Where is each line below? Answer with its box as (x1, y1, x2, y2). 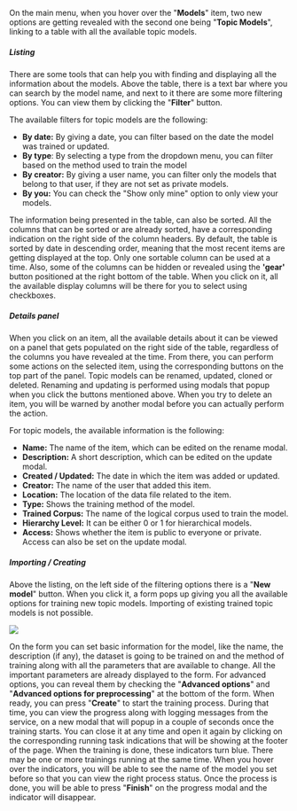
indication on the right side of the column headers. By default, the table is (9, 233, 277, 244)
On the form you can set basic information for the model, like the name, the (9, 641, 284, 651)
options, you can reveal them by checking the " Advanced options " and (9, 678, 270, 690)
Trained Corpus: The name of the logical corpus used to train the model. (21, 508, 289, 519)
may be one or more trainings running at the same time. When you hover (9, 753, 275, 765)
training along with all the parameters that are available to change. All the (9, 659, 277, 670)
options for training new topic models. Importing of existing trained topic (9, 597, 273, 608)
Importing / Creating (9, 557, 86, 567)
